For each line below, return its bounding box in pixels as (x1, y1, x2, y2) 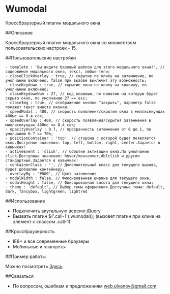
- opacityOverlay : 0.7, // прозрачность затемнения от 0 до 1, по (5, 126, 152, 132)
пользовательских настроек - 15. (5, 45, 77, 51)
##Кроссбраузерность (5, 228, 55, 234)
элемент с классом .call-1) (12, 218, 71, 224)
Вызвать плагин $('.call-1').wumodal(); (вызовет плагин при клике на (12, 213, 161, 219)
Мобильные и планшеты (12, 243, 66, 249)
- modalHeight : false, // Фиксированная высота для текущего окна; (5, 180, 154, 185)
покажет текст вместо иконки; (5, 105, 70, 110)
